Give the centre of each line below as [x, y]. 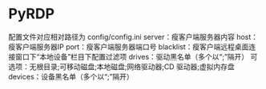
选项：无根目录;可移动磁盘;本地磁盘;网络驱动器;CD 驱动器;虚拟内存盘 [121, 66]
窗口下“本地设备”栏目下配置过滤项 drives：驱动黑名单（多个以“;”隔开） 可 [136, 56]
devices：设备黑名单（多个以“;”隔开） [71, 76]
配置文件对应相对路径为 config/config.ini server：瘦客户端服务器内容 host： [133, 37]
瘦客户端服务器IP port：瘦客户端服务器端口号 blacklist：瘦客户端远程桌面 [129, 46]
